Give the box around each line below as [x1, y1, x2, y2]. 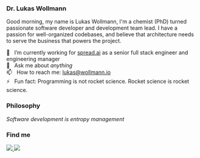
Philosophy [6, 102, 41, 110]
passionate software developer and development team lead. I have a [6, 24, 178, 31]
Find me [6, 130, 31, 139]
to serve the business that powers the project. [6, 38, 122, 45]
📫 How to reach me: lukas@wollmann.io [6, 68, 111, 76]
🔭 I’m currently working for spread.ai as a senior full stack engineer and [6, 49, 188, 56]
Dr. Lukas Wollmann [6, 4, 67, 13]
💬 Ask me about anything [6, 62, 73, 69]
